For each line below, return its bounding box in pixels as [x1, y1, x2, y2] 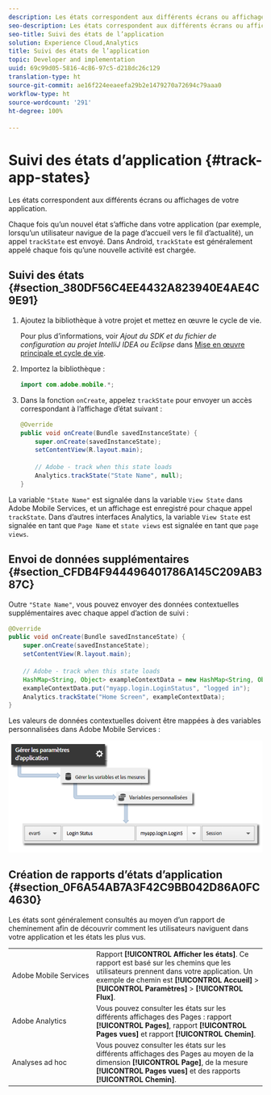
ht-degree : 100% [8, 107, 63, 115]
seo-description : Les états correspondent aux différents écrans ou [8, 21, 244, 30]
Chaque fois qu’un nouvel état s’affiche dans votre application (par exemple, [8, 219, 262, 230]
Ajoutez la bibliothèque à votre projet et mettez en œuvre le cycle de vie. [19, 315, 262, 325]
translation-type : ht [8, 73, 81, 81]
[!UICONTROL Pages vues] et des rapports [95, 1066, 240, 1076]
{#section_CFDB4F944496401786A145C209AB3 [8, 565, 262, 579]
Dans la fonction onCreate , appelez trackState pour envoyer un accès [19, 395, 252, 404]
